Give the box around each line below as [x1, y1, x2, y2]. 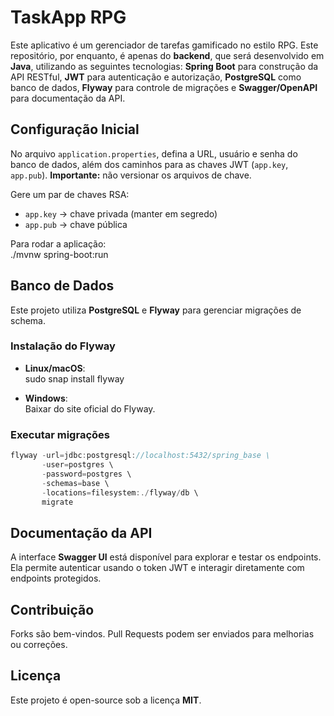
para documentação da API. [10, 92, 126, 104]
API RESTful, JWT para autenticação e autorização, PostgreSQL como [10, 71, 302, 83]
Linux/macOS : [24, 362, 86, 374]
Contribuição [10, 601, 95, 618]
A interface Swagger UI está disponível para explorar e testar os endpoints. [10, 551, 322, 563]
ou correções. [10, 639, 68, 651]
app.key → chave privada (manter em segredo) [24, 207, 218, 220]
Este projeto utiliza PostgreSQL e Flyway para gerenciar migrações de [10, 304, 302, 316]
